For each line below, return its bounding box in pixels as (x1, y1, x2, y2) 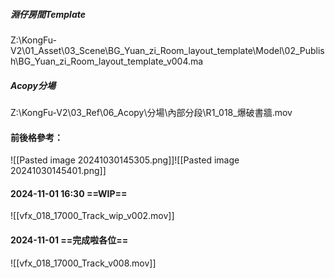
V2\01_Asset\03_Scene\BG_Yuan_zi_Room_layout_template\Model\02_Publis (10, 44, 325, 56)
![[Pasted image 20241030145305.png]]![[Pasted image (10, 154, 240, 166)
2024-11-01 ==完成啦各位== (10, 234, 129, 246)
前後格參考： (10, 131, 63, 143)
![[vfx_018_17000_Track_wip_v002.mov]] (10, 210, 175, 222)
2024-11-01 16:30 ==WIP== (10, 187, 128, 199)
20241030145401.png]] (10, 165, 107, 177)
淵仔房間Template (10, 8, 87, 20)
